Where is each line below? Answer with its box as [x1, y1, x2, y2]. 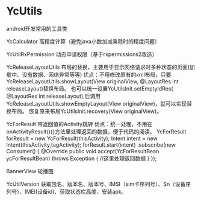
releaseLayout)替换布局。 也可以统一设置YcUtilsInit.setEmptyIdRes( [6, 85, 173, 92]
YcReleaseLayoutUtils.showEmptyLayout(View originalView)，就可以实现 [6, 100, 187, 107]
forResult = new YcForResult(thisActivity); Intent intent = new [6, 135, 158, 142]
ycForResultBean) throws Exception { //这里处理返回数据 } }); [6, 155, 157, 162]
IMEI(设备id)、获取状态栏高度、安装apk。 [24, 188, 127, 195]
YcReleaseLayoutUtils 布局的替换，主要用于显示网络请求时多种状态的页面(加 [6, 63, 196, 71]
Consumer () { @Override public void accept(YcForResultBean [6, 147, 159, 155]
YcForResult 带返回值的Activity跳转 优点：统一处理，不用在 [6, 120, 153, 127]
